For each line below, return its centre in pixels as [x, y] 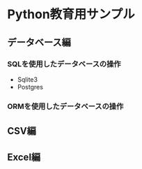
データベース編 [39, 42]
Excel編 [24, 157]
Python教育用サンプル [71, 14]
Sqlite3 [27, 79]
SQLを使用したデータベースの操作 [64, 64]
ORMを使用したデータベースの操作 [65, 106]
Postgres [30, 87]
